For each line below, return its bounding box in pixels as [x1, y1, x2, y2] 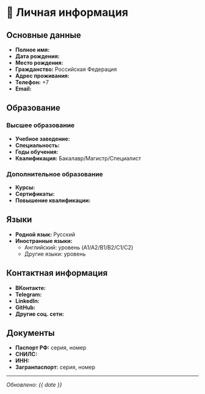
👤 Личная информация [6, 6, 129, 20]
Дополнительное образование [6, 169, 104, 178]
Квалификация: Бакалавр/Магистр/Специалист [15, 154, 142, 162]
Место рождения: [15, 59, 63, 66]
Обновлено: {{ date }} [6, 381, 62, 388]
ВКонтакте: [15, 284, 46, 291]
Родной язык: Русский [15, 231, 76, 238]
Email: [15, 85, 32, 92]
